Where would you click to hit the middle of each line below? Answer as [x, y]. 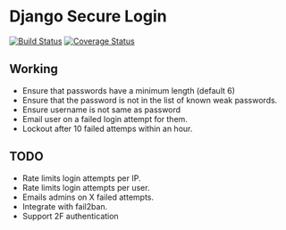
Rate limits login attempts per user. [86, 187]
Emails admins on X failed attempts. [88, 197]
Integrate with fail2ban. [65, 206]
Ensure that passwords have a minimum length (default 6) [128, 90]
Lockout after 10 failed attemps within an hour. [107, 128]
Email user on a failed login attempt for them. [105, 119]
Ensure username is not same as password [101, 110]
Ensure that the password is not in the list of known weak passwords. [150, 100]
